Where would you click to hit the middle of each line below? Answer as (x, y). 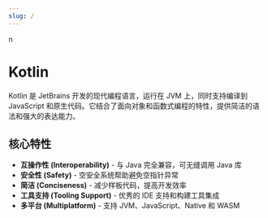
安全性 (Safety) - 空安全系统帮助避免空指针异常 (99, 175)
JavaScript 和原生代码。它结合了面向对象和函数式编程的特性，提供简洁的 (131, 106)
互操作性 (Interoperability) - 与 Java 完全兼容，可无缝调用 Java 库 (131, 165)
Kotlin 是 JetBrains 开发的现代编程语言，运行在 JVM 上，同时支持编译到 (128, 95)
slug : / (22, 16)
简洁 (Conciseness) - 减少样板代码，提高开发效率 (103, 185)
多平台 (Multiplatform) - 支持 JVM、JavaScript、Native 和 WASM (130, 206)
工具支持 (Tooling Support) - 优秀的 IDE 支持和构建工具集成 (120, 195)
